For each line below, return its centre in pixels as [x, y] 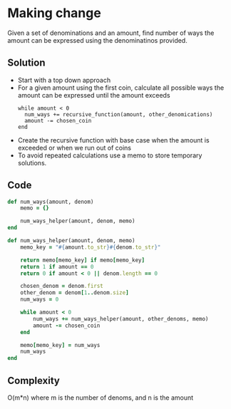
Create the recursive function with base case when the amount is [113, 140]
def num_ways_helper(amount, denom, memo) [71, 241]
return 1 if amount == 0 [57, 266]
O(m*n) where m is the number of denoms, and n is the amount [101, 398]
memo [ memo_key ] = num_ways [60, 345]
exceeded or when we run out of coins [75, 147]
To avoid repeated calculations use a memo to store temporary [110, 155]
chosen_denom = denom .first [62, 286]
